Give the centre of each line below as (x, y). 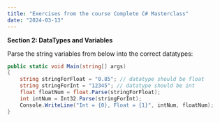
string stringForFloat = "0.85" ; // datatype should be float (112, 79)
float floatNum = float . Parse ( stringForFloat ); (90, 92)
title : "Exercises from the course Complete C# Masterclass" (98, 14)
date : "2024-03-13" (36, 20)
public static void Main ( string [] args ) (67, 66)
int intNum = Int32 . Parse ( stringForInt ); (81, 98)
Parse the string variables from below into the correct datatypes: (100, 54)
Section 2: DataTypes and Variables (60, 40)
